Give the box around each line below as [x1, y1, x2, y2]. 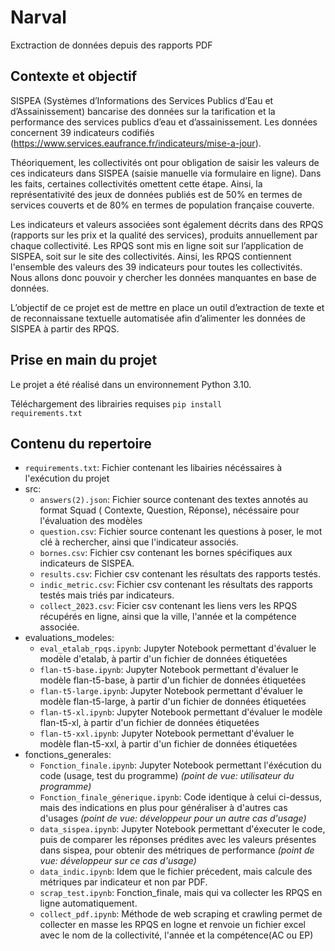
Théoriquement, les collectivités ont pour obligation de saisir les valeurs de [10, 156, 320, 168]
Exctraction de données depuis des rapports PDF [10, 39, 213, 51]
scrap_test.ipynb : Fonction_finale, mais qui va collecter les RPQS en [39, 887, 323, 899]
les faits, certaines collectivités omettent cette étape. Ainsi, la [10, 177, 263, 190]
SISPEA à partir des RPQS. [10, 322, 120, 335]
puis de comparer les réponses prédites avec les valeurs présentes [39, 834, 317, 846]
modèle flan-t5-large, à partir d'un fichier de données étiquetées [39, 696, 307, 708]
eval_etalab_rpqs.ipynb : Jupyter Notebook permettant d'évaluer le [39, 642, 317, 655]
